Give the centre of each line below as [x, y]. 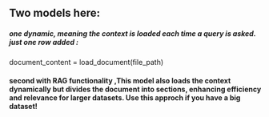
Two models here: [55, 13]
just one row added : [44, 42]
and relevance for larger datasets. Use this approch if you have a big [125, 97]
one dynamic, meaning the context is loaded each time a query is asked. [132, 33]
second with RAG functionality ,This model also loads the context [120, 80]
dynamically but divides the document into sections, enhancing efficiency [135, 89]
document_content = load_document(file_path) [86, 63]
